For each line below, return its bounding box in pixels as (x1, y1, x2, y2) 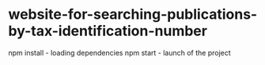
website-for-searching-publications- (8, 5, 258, 23)
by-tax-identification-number (8, 22, 208, 40)
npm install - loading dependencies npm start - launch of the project (8, 48, 231, 57)
